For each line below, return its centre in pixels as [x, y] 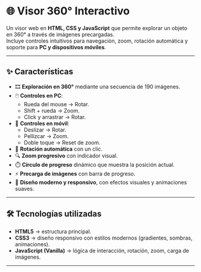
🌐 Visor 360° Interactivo [68, 11]
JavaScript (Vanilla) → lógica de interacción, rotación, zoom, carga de [102, 250]
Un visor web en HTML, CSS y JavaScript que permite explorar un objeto [97, 28]
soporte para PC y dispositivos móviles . [56, 47]
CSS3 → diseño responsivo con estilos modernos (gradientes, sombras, [103, 238]
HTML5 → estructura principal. [53, 231]
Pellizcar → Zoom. [46, 136]
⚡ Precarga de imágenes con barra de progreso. [75, 174]
